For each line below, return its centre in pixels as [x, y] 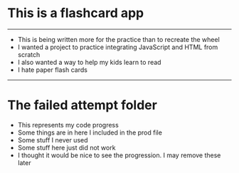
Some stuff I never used [53, 140]
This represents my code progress [68, 125]
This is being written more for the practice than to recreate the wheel [119, 39]
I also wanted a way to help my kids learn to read [89, 62]
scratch [29, 54]
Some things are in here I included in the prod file [90, 132]
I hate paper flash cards [52, 70]
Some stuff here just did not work [67, 147]
